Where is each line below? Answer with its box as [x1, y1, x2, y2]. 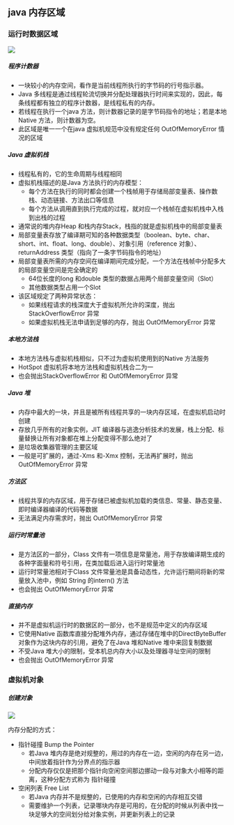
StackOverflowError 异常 [28, 309, 100, 318]
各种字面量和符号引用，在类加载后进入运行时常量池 [17, 558, 165, 567]
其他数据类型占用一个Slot [28, 283, 101, 291]
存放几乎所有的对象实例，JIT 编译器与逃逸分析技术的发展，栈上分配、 [17, 425, 219, 433]
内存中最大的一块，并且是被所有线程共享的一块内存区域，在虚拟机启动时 [17, 408, 226, 416]
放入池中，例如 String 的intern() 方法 [24, 576, 130, 584]
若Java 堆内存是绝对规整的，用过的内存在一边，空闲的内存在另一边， [28, 749, 227, 757]
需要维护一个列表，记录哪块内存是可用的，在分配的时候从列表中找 [28, 801, 218, 810]
